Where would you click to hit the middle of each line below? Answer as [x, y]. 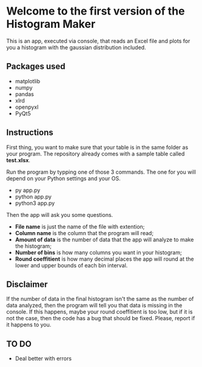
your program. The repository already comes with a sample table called [96, 154]
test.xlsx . [18, 160]
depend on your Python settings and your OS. [63, 178]
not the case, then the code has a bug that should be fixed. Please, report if [101, 318]
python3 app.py [35, 203]
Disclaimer [27, 284]
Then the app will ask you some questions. [60, 214]
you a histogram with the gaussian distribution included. [76, 47]
